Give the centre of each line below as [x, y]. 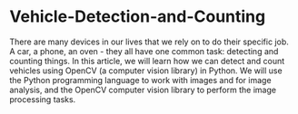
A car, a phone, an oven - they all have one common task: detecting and [144, 51]
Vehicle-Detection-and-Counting [138, 17]
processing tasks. [43, 99]
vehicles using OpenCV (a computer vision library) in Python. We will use [146, 71]
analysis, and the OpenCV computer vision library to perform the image [143, 90]
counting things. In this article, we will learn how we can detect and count [147, 61]
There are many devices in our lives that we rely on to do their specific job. [149, 42]
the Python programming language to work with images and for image [140, 80]
